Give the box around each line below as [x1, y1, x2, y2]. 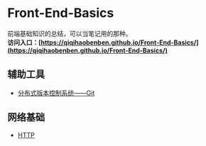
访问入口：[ [7, 38, 41, 47]
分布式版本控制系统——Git [17, 89, 95, 97]
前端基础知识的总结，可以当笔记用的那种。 [7, 29, 132, 38]
